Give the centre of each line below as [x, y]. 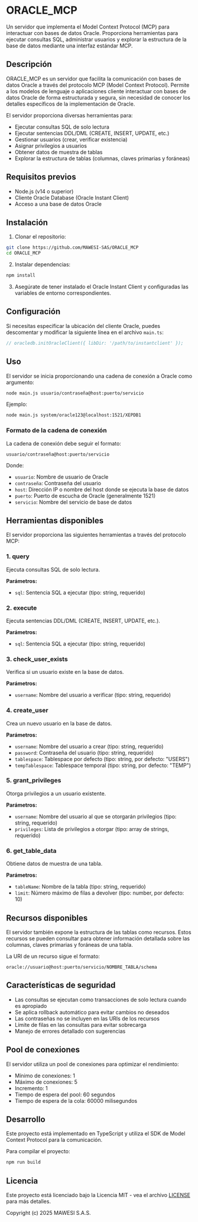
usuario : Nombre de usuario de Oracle [61, 477]
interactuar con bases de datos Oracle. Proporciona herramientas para [92, 33]
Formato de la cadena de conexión [57, 431]
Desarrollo [26, 1119]
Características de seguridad [61, 985]
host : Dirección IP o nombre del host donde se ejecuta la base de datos [102, 489]
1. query [18, 556]
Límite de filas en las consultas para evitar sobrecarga [80, 1024]
